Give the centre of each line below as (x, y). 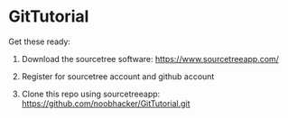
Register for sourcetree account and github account (118, 76)
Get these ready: (40, 41)
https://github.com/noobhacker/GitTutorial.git (106, 103)
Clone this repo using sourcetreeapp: (91, 94)
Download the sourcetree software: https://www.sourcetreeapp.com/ (150, 59)
